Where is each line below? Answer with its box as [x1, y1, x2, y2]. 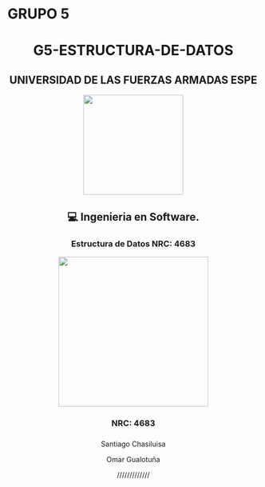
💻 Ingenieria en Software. [66, 210, 200, 224]
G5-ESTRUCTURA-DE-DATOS [33, 42, 234, 60]
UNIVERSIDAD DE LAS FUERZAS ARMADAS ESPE [9, 73, 258, 86]
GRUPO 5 [7, 5, 69, 23]
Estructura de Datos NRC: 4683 [70, 238, 196, 249]
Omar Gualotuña [106, 454, 160, 464]
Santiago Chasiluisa [101, 439, 166, 449]
